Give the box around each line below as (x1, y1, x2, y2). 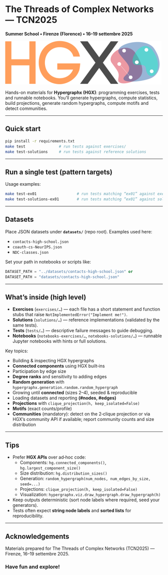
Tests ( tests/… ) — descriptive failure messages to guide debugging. (12, 328, 153, 334)
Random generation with (12, 379, 65, 385)
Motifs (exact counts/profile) (12, 405, 72, 412)
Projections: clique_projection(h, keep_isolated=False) (19, 486, 138, 492)
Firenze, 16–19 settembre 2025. (5, 551, 70, 557)
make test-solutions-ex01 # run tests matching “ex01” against (5, 197, 155, 202)
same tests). (12, 322, 38, 328)
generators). (12, 502, 38, 508)
